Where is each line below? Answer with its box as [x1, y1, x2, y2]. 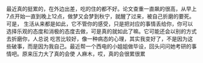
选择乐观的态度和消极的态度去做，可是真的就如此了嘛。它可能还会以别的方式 [6, 28, 197, 35]
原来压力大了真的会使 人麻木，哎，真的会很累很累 [22, 50, 146, 57]
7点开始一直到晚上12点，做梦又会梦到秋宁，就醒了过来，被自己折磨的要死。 [6, 13, 195, 20]
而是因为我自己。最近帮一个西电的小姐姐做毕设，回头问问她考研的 [27, 43, 192, 50]
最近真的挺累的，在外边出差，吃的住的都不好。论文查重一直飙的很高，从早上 [6, 5, 197, 12]
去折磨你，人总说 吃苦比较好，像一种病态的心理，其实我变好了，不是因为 [6, 35, 188, 42]
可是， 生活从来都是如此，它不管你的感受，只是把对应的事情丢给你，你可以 [6, 20, 193, 27]
